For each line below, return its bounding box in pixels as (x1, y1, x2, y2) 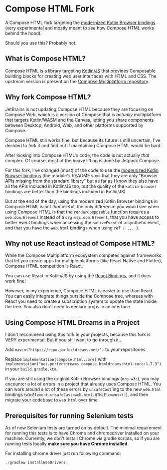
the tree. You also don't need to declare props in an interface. (5, 304, 132, 310)
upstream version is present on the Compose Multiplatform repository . (5, 78, 150, 84)
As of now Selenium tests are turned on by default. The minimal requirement (5, 425, 162, 430)
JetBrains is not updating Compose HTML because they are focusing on (5, 106, 154, 112)
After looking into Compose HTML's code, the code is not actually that (5, 152, 150, 158)
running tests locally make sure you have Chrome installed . (5, 441, 129, 446)
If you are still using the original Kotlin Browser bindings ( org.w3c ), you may (5, 376, 160, 382)
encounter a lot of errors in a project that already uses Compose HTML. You (5, 381, 161, 387)
